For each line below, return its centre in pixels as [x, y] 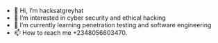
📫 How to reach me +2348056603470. [70, 33]
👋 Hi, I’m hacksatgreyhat [49, 11]
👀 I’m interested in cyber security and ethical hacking [90, 18]
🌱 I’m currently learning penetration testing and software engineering [112, 25]
